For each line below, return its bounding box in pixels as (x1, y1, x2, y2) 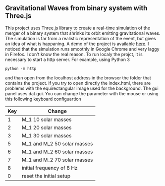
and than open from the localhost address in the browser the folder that (5, 74, 151, 81)
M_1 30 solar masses (21, 132, 72, 139)
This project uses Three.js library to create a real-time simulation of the (5, 25, 150, 31)
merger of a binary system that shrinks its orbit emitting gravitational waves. (5, 30, 161, 36)
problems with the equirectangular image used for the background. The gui (5, 85, 159, 91)
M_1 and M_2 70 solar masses (21, 156, 93, 163)
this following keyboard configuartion (5, 96, 82, 102)
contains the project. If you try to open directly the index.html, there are (5, 80, 151, 86)
